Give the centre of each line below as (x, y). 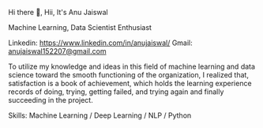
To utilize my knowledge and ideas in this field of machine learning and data (131, 66)
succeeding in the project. (51, 100)
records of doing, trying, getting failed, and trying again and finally (116, 92)
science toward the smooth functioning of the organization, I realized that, (128, 75)
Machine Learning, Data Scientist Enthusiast (80, 27)
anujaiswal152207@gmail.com (57, 51)
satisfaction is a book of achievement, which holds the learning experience (130, 83)
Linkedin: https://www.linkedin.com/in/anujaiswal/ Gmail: (101, 43)
